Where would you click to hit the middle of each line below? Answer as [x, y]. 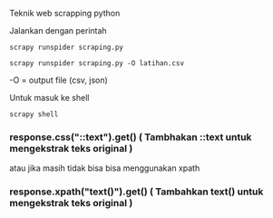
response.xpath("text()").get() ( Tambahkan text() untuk [136, 192]
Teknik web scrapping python [65, 13]
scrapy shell [34, 114]
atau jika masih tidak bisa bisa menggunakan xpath [105, 168]
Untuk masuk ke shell [49, 98]
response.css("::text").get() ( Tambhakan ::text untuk [131, 137]
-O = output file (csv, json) [59, 80]
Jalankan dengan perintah [58, 30]
